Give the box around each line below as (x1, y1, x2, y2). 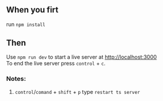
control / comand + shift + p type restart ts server (14, 88, 140, 95)
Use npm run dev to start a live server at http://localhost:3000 (6, 53, 157, 61)
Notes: (6, 75, 26, 83)
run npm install (6, 20, 46, 28)
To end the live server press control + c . (6, 60, 106, 67)
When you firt (6, 5, 59, 15)
